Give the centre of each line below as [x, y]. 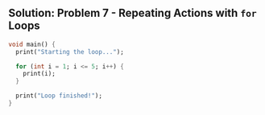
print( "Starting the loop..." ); [70, 51]
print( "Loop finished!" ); [59, 96]
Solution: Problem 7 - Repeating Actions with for [132, 13]
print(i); [39, 74]
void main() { [32, 44]
